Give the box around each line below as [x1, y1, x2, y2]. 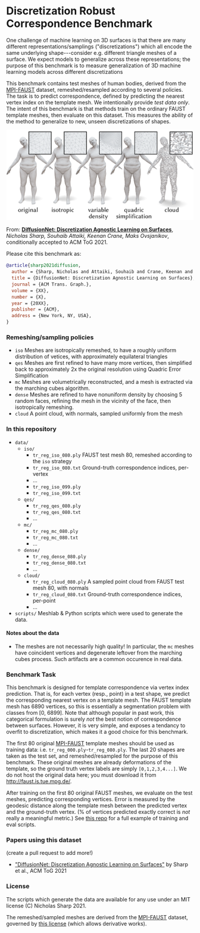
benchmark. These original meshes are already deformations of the [6, 759, 171, 766]
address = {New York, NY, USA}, [11, 313, 92, 319]
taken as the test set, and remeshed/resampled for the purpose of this [6, 752, 179, 760]
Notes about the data [6, 630, 60, 637]
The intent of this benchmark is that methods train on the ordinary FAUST [6, 105, 186, 112]
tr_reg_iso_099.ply [32, 484, 82, 490]
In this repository [6, 425, 57, 433]
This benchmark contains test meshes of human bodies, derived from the [6, 79, 186, 87]
